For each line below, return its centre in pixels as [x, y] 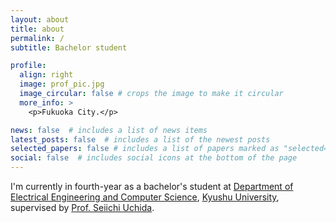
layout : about [40, 19]
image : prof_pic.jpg [62, 84]
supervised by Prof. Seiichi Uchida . [82, 207]
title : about [37, 29]
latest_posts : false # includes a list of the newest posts [140, 139]
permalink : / [37, 38]
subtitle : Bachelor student [69, 47]
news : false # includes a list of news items [109, 130]
